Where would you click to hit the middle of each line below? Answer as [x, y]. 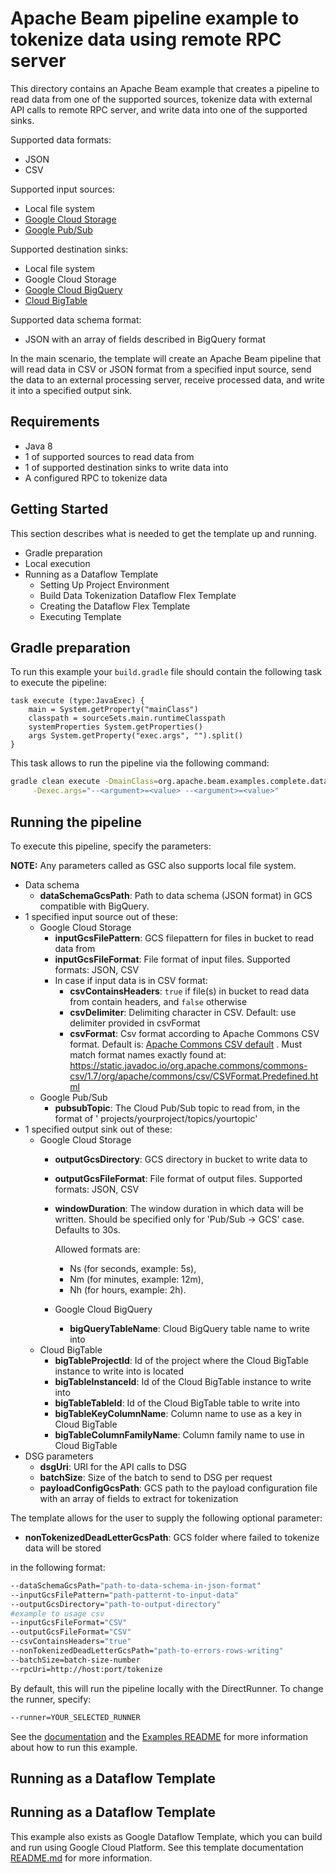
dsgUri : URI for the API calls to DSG [113, 1466]
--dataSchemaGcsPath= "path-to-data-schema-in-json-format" [136, 1585]
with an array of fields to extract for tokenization [139, 1498]
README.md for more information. [81, 1858]
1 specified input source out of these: [101, 916]
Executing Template [80, 616]
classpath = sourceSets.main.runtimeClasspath [127, 718]
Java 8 [38, 446]
